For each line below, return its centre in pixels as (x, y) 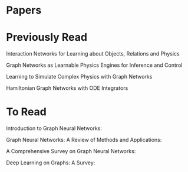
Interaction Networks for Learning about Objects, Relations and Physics (93, 54)
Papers (24, 10)
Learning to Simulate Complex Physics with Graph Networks (79, 77)
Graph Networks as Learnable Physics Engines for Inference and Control (94, 65)
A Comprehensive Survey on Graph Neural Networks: (71, 151)
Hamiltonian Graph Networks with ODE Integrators (67, 88)
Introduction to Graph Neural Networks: (54, 128)
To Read (27, 112)
